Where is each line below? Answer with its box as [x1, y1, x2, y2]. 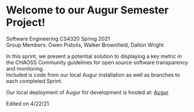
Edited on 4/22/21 [6, 100, 49, 107]
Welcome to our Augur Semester [6, 3, 169, 17]
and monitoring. [6, 65, 45, 72]
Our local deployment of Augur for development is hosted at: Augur [6, 89, 169, 96]
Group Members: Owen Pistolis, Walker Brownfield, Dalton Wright [6, 41, 164, 48]
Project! [6, 16, 46, 29]
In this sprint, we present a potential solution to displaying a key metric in [6, 52, 182, 60]
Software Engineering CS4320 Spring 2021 [6, 35, 110, 42]
